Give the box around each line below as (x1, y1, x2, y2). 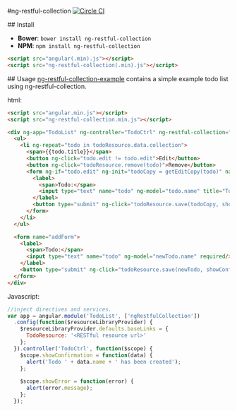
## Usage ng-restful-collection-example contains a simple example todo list (7, 74, 229, 83)
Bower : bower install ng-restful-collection (17, 34, 152, 42)
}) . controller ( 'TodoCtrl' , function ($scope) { (13, 345, 153, 352)
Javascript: (7, 292, 40, 300)
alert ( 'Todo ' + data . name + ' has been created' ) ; (25, 358, 181, 365)
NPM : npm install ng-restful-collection (17, 42, 140, 49)
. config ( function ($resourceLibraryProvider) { (13, 318, 153, 326)
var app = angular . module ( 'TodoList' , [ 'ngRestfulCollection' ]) (7, 312, 200, 319)
